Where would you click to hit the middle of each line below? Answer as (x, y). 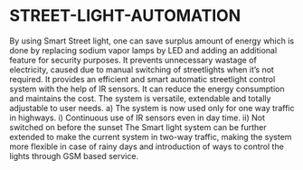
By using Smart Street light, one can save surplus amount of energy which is (152, 41)
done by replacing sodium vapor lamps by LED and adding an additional (143, 50)
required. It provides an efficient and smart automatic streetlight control (142, 79)
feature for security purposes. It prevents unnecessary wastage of (133, 60)
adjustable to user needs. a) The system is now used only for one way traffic (152, 108)
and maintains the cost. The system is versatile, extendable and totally (140, 98)
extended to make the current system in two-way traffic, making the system (151, 137)
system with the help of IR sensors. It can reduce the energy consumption (147, 89)
